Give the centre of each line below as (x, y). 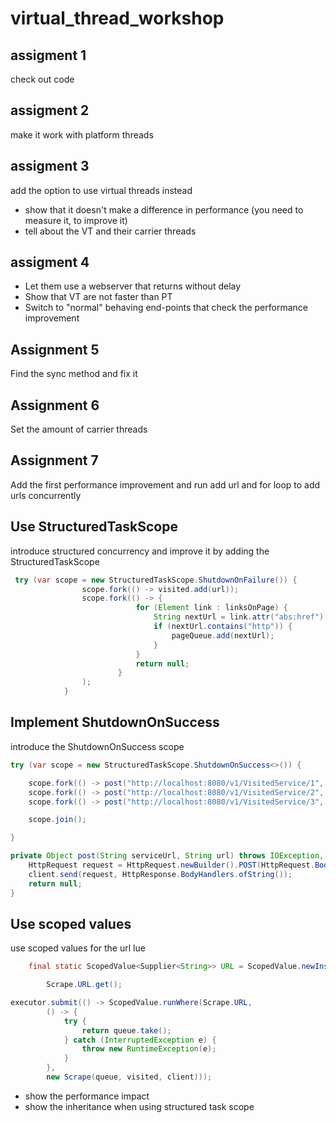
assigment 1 (48, 55)
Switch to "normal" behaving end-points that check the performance (166, 308)
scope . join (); (57, 820)
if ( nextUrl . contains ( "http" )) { (223, 627)
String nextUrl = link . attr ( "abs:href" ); (241, 617)
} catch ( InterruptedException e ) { (140, 1040)
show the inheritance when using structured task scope (139, 1106)
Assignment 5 (55, 349)
